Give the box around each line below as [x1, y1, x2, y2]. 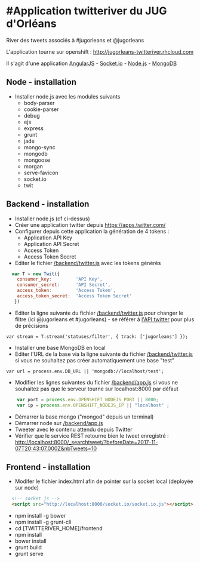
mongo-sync [23, 143, 56, 150]
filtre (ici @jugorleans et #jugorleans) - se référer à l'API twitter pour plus [14, 315, 195, 323]
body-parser [23, 99, 55, 106]
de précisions [14, 322, 49, 329]
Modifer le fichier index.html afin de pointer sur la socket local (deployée [14, 478, 193, 485]
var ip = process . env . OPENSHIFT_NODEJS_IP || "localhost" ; [17, 402, 170, 408]
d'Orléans [6, 17, 57, 30]
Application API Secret [23, 240, 79, 247]
